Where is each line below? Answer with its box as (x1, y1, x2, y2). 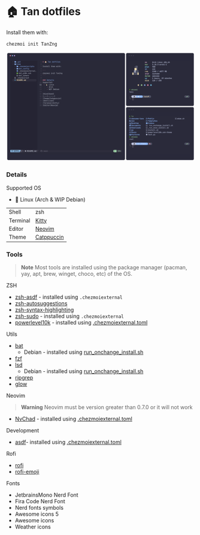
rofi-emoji (14, 468, 40, 475)
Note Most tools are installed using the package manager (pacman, (20, 263, 187, 270)
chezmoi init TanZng (6, 41, 58, 47)
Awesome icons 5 (14, 510, 59, 518)
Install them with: (6, 28, 49, 36)
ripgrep (14, 374, 34, 381)
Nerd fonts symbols (14, 504, 64, 511)
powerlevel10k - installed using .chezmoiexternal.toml (14, 318, 148, 326)
